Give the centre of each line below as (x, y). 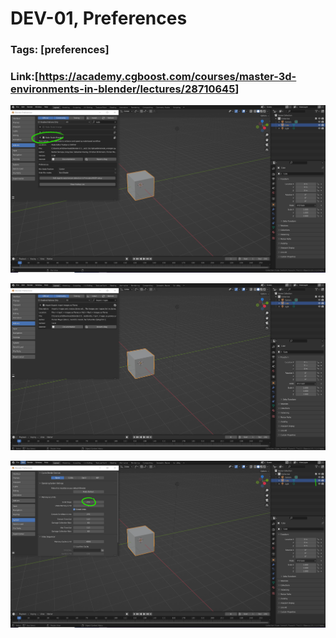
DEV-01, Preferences (99, 18)
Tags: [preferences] (60, 50)
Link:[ (25, 77)
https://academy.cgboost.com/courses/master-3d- (167, 77)
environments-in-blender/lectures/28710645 (123, 89)
